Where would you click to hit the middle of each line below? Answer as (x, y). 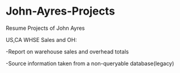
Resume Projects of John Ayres (45, 28)
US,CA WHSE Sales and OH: (41, 40)
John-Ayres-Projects (61, 11)
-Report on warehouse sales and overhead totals (67, 51)
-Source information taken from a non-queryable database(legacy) (90, 63)
